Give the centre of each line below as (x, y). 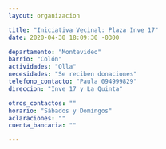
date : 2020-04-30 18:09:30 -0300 (64, 37)
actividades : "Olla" (43, 67)
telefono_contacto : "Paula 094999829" (73, 81)
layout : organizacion (44, 16)
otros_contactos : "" (43, 103)
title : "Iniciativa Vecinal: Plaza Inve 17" (83, 30)
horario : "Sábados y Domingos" (60, 111)
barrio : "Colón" (35, 59)
